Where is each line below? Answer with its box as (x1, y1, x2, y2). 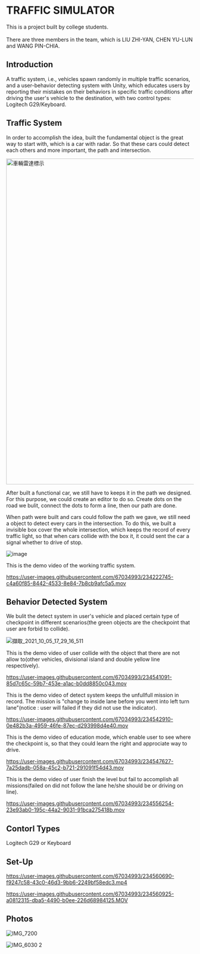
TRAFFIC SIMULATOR (6, 4, 115, 17)
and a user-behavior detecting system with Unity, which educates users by (6, 82, 190, 89)
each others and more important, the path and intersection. (6, 147, 151, 154)
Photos (6, 914, 33, 924)
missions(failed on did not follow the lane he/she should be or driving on (6, 782, 183, 790)
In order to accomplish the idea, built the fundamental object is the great (6, 133, 183, 141)
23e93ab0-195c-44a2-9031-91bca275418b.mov (6, 806, 125, 813)
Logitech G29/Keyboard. (6, 101, 67, 108)
